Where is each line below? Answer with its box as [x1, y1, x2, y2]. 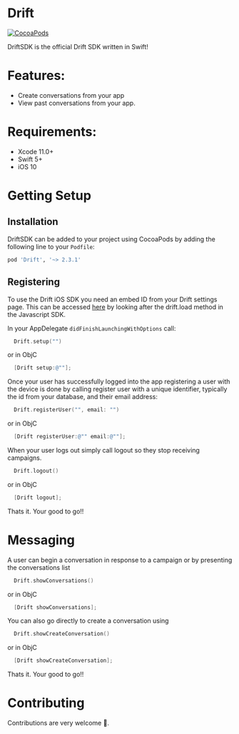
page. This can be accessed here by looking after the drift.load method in [7, 302, 223, 311]
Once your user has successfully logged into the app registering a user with [7, 377, 230, 386]
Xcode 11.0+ [17, 147, 54, 156]
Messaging [7, 532, 75, 548]
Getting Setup [7, 188, 91, 203]
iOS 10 [17, 162, 37, 171]
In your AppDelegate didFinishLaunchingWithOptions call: [7, 323, 176, 333]
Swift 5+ [17, 155, 43, 164]
